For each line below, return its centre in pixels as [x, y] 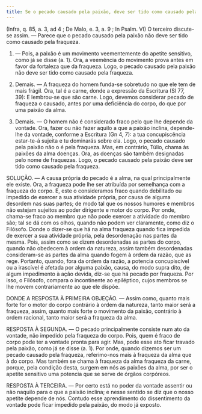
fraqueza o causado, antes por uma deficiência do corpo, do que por [100, 103]
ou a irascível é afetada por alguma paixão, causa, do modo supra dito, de [98, 267]
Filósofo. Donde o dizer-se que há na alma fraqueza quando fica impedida [98, 229]
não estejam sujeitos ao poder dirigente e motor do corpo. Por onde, [91, 210]
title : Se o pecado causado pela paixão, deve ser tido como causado [95, 12]
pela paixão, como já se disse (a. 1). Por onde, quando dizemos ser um [94, 348]
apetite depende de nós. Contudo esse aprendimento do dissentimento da [98, 398]
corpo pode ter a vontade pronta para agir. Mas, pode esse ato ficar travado [101, 342]
